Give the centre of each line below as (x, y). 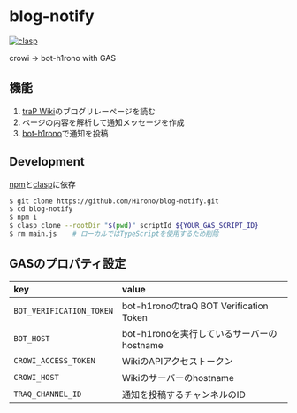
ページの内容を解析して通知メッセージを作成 (103, 122)
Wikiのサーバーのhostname (178, 378)
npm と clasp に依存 (43, 184)
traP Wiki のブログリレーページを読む (89, 111)
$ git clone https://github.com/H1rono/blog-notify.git (114, 201)
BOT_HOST (32, 338)
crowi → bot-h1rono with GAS (63, 58)
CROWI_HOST (36, 377)
